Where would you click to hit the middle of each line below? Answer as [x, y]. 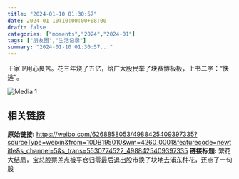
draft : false [27, 27]
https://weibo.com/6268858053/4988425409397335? [117, 134]
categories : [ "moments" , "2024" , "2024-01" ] [71, 34]
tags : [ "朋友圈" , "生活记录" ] [47, 41]
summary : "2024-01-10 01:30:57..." [60, 47]
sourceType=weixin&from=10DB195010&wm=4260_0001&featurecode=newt [119, 142]
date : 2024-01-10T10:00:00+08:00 [57, 21]
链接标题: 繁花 [210, 150]
